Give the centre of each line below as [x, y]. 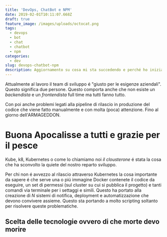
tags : [11, 28]
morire [16, 230]
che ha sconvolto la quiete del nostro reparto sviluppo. [61, 164]
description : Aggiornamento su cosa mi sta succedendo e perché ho [77, 70]
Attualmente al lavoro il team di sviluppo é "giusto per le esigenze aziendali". [83, 84]
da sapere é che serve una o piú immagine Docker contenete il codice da [80, 179]
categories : [17, 56]
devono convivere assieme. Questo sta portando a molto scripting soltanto [82, 201]
